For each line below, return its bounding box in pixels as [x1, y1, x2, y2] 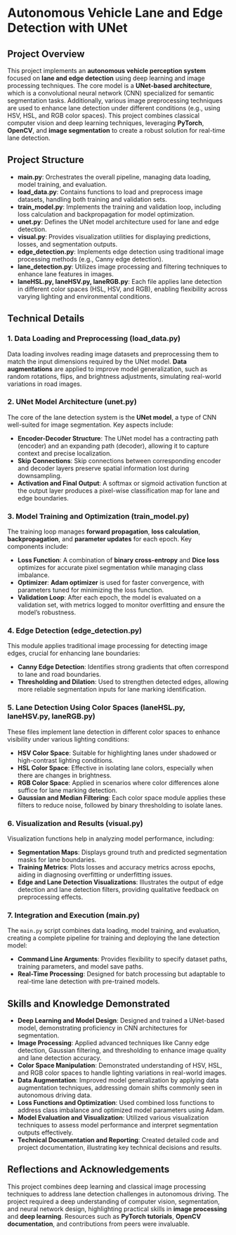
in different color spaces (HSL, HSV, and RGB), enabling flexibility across [17, 285, 228, 293]
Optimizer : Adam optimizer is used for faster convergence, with [17, 578, 205, 587]
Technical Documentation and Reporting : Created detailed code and [17, 1136, 219, 1144]
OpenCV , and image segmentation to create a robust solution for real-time [7, 127, 225, 134]
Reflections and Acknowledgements [7, 1163, 170, 1175]
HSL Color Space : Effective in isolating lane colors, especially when [17, 763, 214, 772]
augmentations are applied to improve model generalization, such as [7, 364, 208, 373]
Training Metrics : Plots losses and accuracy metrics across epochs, [17, 862, 216, 871]
